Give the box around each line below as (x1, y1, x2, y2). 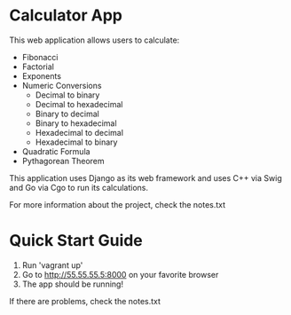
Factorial (21, 61, 55, 72)
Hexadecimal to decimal (35, 127, 124, 138)
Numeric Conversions (21, 80, 102, 91)
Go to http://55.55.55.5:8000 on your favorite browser (21, 269, 219, 280)
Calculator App (9, 5, 122, 26)
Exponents (21, 70, 62, 81)
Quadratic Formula (21, 146, 90, 156)
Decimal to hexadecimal (35, 98, 123, 109)
